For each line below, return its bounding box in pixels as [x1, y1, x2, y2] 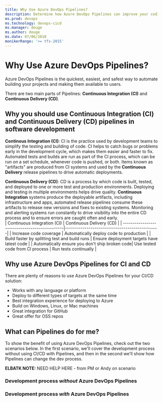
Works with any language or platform [12, 287, 86, 293]
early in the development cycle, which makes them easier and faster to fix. [5, 148, 154, 154]
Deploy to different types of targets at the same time [12, 293, 117, 299]
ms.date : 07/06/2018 [5, 35, 47, 39]
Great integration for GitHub [12, 308, 68, 314]
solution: [5, 278, 23, 284]
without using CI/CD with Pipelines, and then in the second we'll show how [5, 351, 154, 357]
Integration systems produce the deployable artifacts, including [5, 194, 133, 200]
